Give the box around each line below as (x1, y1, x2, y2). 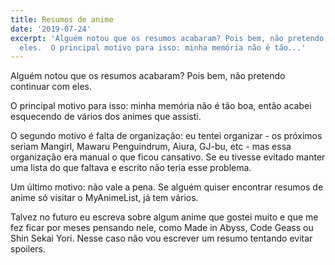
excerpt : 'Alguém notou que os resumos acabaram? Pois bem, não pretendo (10, 33, 325, 43)
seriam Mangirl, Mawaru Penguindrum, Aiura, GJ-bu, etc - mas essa (10, 141, 292, 153)
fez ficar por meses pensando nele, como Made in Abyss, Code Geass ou (10, 222, 314, 234)
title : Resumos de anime (10, 14, 114, 25)
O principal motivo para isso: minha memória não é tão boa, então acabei (10, 100, 312, 112)
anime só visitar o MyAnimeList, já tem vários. (10, 192, 199, 204)
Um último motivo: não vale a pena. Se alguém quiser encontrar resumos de (10, 181, 324, 193)
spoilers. (10, 243, 46, 255)
